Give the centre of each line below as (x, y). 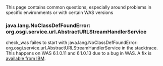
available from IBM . (26, 58)
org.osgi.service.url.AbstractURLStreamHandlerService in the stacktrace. (82, 48)
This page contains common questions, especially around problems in (79, 7)
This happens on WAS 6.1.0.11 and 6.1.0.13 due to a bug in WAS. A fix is (79, 53)
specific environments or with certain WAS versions (60, 12)
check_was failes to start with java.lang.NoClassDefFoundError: (72, 42)
